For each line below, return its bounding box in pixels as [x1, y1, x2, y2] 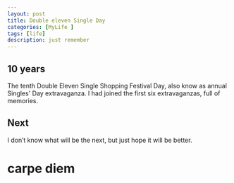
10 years [7, 63, 46, 75]
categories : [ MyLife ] [7, 23, 74, 30]
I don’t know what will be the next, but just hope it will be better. [7, 136, 192, 144]
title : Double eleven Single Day [7, 17, 106, 24]
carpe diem [7, 160, 75, 177]
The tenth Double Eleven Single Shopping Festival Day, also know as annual [7, 81, 228, 90]
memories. [7, 96, 39, 105]
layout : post [7, 10, 46, 18]
